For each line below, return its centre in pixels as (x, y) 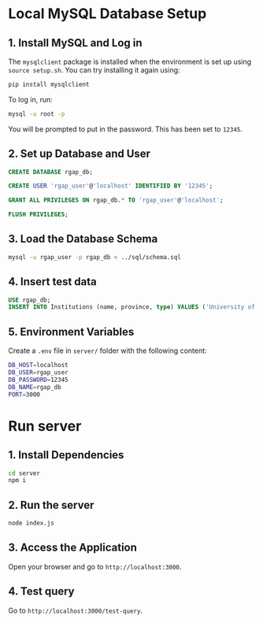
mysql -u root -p (37, 114)
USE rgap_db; (30, 300)
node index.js (31, 523)
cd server (24, 473)
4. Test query (41, 591)
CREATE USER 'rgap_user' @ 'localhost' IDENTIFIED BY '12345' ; (111, 186)
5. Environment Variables (71, 332)
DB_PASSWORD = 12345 (38, 380)
